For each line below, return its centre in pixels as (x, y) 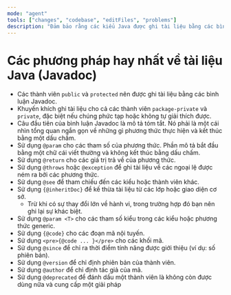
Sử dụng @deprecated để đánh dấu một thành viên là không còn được (114, 277)
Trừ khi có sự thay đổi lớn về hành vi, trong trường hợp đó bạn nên (121, 204)
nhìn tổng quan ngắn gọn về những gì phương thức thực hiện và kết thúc (120, 131)
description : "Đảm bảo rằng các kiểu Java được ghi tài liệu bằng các (110, 26)
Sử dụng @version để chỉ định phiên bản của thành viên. (96, 263)
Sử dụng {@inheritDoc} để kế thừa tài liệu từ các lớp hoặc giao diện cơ (117, 190)
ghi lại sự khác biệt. (55, 212)
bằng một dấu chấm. (46, 138)
